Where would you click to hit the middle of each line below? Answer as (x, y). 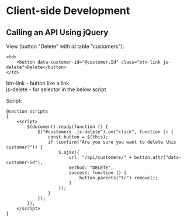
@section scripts (27, 112)
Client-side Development (68, 11)
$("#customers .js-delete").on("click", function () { (105, 132)
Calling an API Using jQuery (57, 32)
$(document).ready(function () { (68, 127)
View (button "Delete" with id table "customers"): (65, 46)
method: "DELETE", (91, 168)
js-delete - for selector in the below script (56, 89)
